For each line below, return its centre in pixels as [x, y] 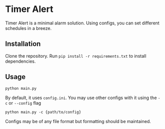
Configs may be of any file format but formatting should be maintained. [78, 121]
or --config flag [25, 103]
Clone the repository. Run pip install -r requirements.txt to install [76, 56]
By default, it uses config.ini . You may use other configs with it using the [81, 98]
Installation [23, 44]
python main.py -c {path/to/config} [43, 112]
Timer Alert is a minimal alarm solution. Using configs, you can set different [82, 23]
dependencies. [20, 61]
